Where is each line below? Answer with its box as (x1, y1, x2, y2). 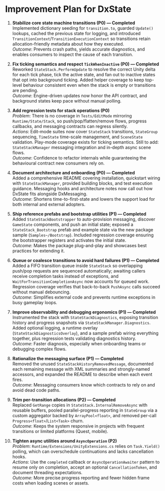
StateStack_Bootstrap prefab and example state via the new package (12, 226, 154, 232)
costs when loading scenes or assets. (12, 480, 89, 486)
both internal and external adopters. (12, 201, 85, 207)
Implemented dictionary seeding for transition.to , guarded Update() (12, 25, 154, 31)
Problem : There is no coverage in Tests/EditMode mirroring (12, 112, 132, 118)
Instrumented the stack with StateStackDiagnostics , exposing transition (12, 314, 159, 320)
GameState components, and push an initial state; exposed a (12, 221, 133, 227)
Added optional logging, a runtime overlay (12, 325, 98, 330)
